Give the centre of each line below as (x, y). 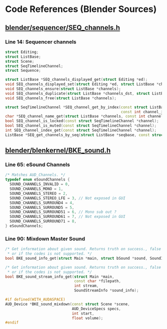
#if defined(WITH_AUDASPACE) (35, 300)
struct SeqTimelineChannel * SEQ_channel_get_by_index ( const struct (77, 107)
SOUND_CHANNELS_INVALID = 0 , (40, 184)
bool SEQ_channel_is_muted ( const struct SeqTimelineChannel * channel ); (81, 126)
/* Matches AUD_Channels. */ (35, 175)
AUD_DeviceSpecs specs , (96, 309)
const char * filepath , (97, 281)
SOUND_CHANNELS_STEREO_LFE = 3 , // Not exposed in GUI (68, 198)
